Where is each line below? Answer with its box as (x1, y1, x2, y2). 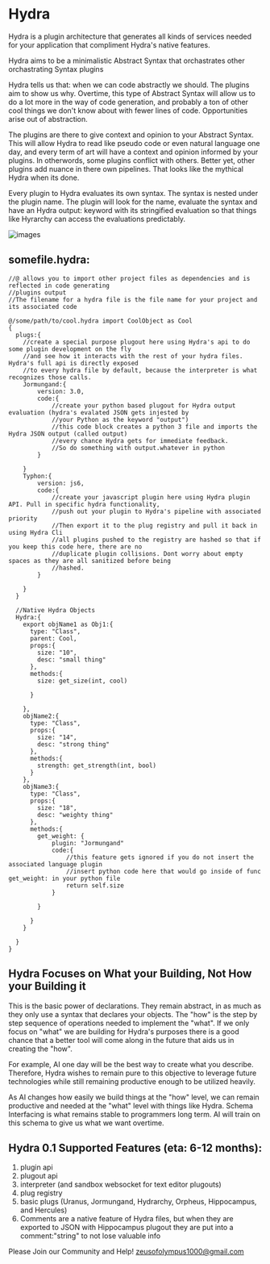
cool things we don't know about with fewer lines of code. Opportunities (8, 106, 248, 115)
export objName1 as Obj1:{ (23, 620, 114, 628)
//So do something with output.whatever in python (51, 444, 226, 452)
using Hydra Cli (8, 528, 63, 536)
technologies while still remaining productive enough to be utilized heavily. (8, 1076, 256, 1086)
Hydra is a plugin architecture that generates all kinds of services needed (8, 31, 252, 41)
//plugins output (8, 288, 67, 297)
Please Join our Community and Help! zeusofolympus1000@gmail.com (8, 1247, 244, 1257)
